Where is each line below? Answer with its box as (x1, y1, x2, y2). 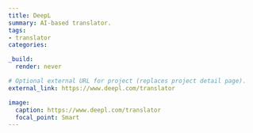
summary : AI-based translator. (8, 19, 112, 27)
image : (8, 98, 30, 107)
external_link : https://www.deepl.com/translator (8, 84, 176, 92)
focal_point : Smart (15, 113, 80, 121)
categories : (8, 41, 48, 49)
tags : (8, 26, 26, 34)
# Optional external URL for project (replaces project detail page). (8, 77, 247, 85)
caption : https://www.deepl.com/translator (15, 106, 161, 114)
